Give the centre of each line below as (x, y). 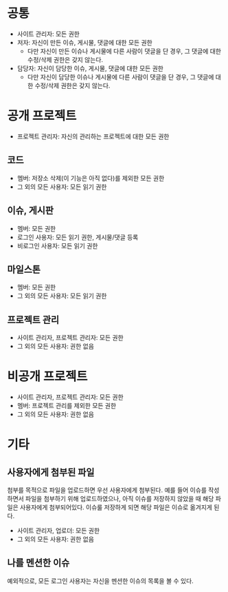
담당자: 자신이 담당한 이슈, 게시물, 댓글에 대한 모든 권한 (90, 68)
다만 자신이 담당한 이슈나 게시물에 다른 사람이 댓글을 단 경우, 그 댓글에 (121, 76)
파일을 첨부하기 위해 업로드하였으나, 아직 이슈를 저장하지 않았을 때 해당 (119, 499)
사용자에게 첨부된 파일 (51, 472)
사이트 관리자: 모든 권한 (48, 34)
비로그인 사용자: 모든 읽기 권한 (57, 245)
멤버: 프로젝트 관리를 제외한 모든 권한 (67, 406)
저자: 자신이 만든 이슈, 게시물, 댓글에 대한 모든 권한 (84, 42)
